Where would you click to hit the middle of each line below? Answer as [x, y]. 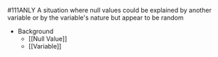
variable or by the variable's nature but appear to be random [96, 18]
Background [36, 31]
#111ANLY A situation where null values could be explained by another [109, 10]
